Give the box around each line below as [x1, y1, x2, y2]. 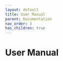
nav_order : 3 [5, 21, 32, 26]
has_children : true [5, 26, 46, 31]
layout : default [5, 7, 39, 12]
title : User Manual [5, 12, 46, 17]
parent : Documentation [5, 16, 52, 21]
